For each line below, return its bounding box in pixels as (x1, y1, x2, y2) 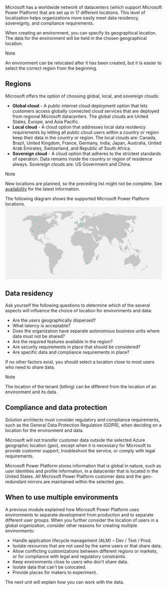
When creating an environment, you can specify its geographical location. (5, 30, 157, 36)
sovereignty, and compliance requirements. (5, 20, 94, 26)
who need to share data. (5, 364, 55, 370)
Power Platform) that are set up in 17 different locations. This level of (5, 10, 146, 16)
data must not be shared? (12, 333, 65, 339)
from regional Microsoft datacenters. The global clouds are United (12, 113, 149, 119)
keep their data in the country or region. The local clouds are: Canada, (12, 135, 157, 141)
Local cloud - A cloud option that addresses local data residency (12, 124, 146, 130)
